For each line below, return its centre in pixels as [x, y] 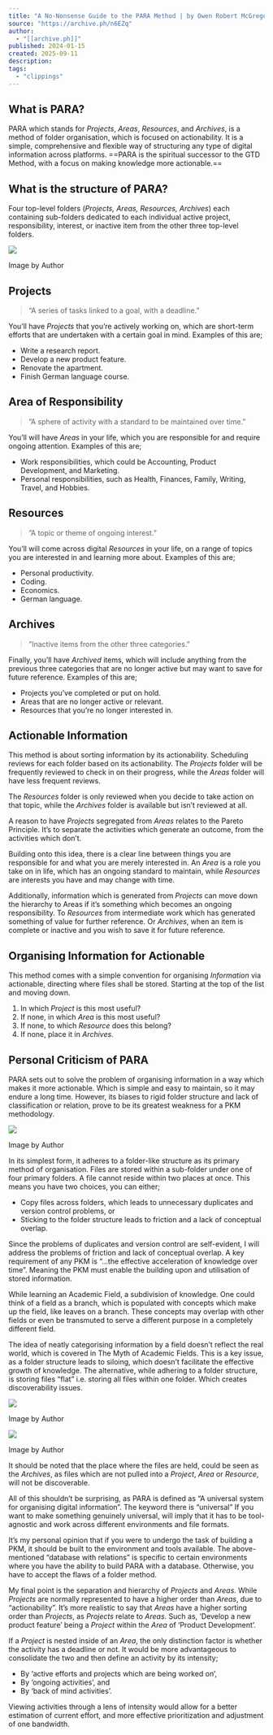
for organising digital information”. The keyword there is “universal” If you [131, 1507]
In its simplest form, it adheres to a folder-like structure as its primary [124, 1160]
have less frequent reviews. [55, 781]
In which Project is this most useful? [80, 1008]
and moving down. [39, 993]
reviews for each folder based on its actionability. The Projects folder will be [135, 764]
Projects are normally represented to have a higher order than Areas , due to [135, 1598]
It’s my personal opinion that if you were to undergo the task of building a [131, 1540]
